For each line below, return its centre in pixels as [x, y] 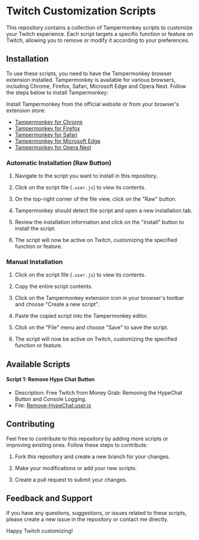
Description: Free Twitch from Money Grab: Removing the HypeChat [99, 392]
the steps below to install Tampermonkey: [57, 92]
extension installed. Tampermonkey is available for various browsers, [91, 79]
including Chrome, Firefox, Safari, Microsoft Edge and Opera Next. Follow [96, 86]
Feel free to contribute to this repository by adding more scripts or [87, 438]
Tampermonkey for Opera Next [53, 147]
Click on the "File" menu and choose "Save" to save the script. [91, 327]
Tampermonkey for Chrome [49, 122]
